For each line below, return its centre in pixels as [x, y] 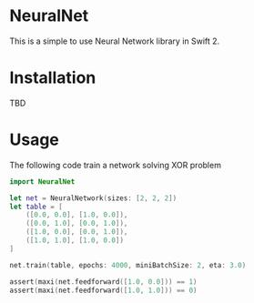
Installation [53, 78]
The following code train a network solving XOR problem [115, 165]
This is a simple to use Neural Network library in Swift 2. [115, 41]
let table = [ [36, 207]
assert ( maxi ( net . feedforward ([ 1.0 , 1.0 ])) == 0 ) [103, 290]
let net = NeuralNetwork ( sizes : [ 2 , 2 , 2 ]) [93, 198]
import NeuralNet [42, 182]
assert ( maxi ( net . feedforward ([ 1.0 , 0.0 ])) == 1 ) [103, 282]
